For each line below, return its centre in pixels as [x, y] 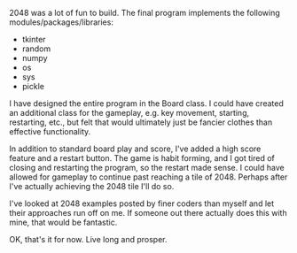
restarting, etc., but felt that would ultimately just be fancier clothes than [141, 122]
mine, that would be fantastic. [63, 222]
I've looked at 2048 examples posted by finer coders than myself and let [142, 203]
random [36, 49]
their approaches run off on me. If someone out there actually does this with [148, 213]
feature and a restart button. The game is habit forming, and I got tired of [142, 158]
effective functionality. [50, 131]
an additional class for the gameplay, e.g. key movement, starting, [129, 113]
